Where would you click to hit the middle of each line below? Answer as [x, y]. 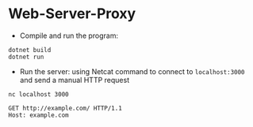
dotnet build [30, 50]
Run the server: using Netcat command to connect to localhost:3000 [132, 71]
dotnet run [26, 57]
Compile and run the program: [69, 35]
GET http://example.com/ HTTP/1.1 [65, 108]
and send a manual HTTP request [74, 80]
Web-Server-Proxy [72, 14]
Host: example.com [38, 115]
